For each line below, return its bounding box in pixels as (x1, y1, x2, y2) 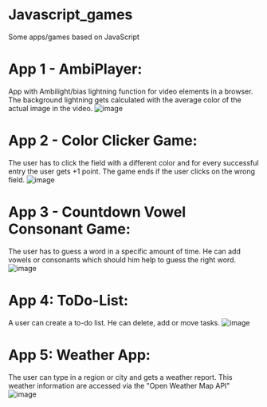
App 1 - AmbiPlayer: (8, 60, 143, 78)
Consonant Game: (8, 220, 132, 237)
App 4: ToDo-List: (8, 291, 129, 309)
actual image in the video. (8, 103, 93, 113)
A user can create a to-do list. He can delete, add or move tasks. (8, 317, 221, 327)
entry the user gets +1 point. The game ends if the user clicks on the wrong (8, 166, 256, 176)
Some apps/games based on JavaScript (8, 32, 139, 42)
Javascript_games (8, 6, 133, 24)
